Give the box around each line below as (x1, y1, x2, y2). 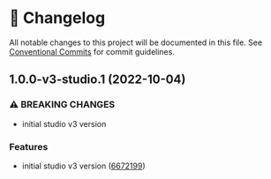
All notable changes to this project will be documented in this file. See (9, 37, 263, 48)
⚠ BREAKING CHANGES (9, 99, 116, 111)
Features (9, 140, 49, 153)
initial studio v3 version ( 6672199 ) (21, 160, 146, 171)
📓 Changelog (9, 8, 106, 28)
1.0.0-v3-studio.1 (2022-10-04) (9, 72, 186, 87)
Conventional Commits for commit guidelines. (9, 46, 175, 56)
